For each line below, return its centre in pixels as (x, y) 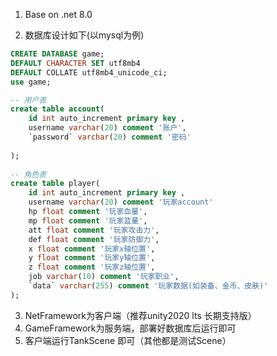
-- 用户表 (28, 100)
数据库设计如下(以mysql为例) (84, 35)
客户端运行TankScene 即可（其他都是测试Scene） (128, 340)
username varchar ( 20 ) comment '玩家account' (121, 202)
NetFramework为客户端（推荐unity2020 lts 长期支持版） (140, 315)
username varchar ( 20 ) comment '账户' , (107, 128)
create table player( (55, 184)
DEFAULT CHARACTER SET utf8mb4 (75, 63)
